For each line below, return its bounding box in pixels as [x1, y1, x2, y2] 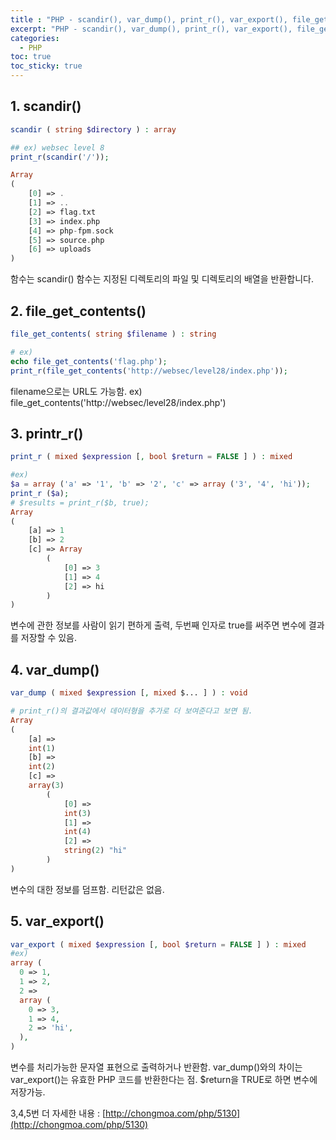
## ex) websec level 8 [10, 142, 105, 153]
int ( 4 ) [63, 827, 92, 837]
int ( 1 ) [28, 743, 56, 753]
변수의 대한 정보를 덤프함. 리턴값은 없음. [10, 883, 165, 895]
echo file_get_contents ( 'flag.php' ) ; [10, 356, 168, 366]
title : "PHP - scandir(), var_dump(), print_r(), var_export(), [10, 14, 288, 25]
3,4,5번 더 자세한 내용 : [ [10, 1107, 107, 1120]
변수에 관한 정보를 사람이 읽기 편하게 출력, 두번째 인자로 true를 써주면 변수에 [10, 619, 307, 631]
